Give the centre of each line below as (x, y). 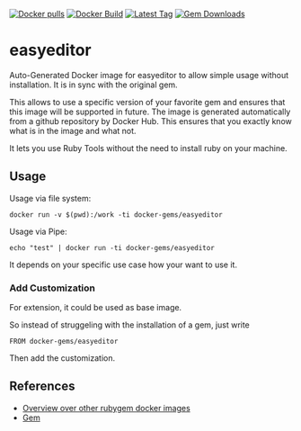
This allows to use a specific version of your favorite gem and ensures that (147, 102)
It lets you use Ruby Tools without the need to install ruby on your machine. (148, 148)
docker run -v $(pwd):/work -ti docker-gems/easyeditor (116, 215)
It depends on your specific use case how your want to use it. (124, 265)
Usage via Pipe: (38, 231)
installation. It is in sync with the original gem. (93, 85)
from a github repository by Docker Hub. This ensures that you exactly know (150, 121)
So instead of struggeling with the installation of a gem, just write (129, 325)
